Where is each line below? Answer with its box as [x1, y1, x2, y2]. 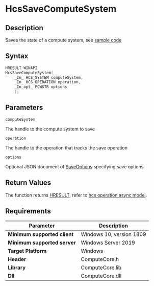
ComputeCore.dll [81, 272, 122, 279]
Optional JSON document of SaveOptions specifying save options [5, 163, 144, 169]
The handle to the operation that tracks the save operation [5, 144, 128, 151]
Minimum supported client [8, 231, 74, 238]
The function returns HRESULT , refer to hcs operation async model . [5, 192, 147, 198]
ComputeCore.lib [81, 264, 122, 271]
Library [8, 264, 26, 271]
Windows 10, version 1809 [81, 231, 146, 238]
